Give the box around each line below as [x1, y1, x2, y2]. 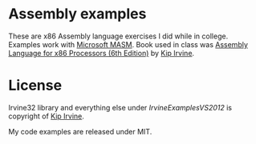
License [8, 77, 63, 94]
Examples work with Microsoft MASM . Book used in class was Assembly [8, 39, 249, 49]
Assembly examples [8, 5, 147, 23]
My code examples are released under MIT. [8, 126, 152, 136]
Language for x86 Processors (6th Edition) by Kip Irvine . [8, 48, 195, 58]
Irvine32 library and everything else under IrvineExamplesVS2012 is [8, 102, 233, 112]
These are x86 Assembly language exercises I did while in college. [8, 31, 229, 41]
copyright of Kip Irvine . [8, 111, 84, 121]
